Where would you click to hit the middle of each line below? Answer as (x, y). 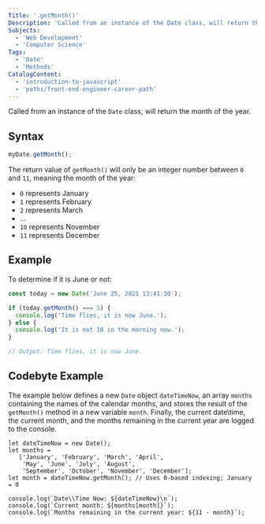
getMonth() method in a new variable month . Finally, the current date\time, (127, 412)
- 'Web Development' (49, 38)
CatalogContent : (35, 74)
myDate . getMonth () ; (40, 155)
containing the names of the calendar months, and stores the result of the (128, 403)
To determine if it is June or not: (60, 279)
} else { (22, 322)
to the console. (32, 428)
